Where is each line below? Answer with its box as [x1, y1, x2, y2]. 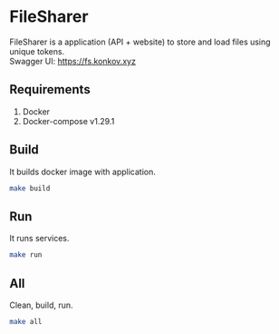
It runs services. [9, 233, 70, 244]
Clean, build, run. [9, 300, 74, 310]
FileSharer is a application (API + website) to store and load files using [9, 36, 271, 47]
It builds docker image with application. [9, 166, 157, 177]
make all [9, 317, 43, 326]
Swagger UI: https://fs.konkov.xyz [9, 55, 136, 66]
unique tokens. [9, 45, 65, 56]
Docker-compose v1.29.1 [22, 115, 115, 126]
